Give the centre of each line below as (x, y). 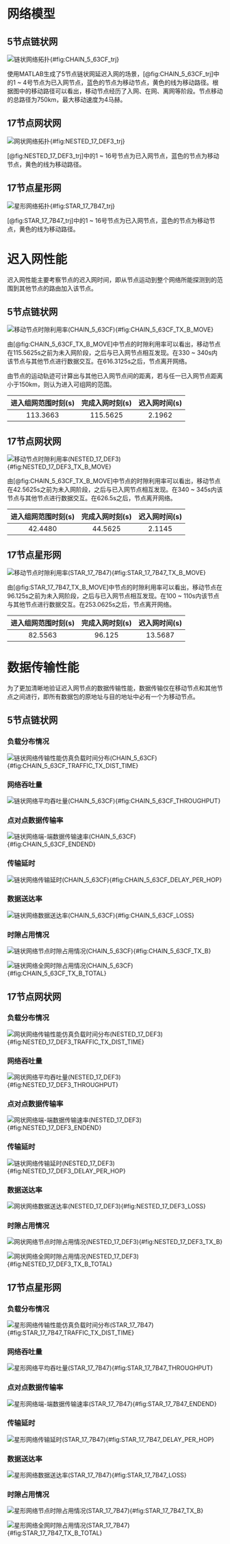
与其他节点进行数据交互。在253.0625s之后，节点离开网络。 (91, 604)
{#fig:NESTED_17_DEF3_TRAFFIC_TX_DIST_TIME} (76, 1042)
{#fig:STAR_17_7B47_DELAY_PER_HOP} (160, 1439)
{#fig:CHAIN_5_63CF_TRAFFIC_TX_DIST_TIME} (73, 765)
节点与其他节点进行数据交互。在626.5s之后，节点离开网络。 (92, 498)
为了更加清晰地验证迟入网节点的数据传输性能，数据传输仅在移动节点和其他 (112, 688)
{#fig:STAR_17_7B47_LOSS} (149, 1475)
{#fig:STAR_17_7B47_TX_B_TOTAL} (55, 1533)
